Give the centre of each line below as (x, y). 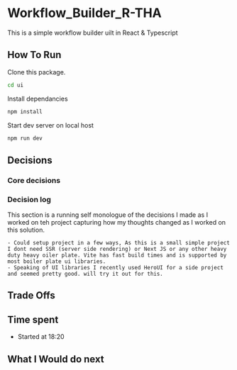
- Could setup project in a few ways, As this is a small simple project (119, 242)
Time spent (33, 319)
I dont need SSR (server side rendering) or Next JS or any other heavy (117, 249)
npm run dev (25, 138)
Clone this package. (37, 72)
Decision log (29, 199)
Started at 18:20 (41, 337)
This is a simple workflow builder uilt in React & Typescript (93, 33)
